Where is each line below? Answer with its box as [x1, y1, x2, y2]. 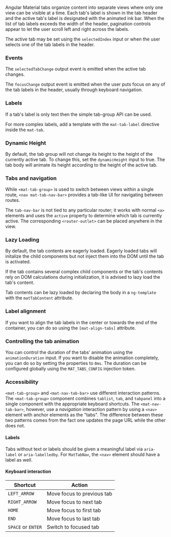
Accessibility [5, 379, 39, 385]
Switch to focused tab [46, 523, 100, 530]
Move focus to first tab [46, 507, 101, 514]
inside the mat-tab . [5, 127, 45, 133]
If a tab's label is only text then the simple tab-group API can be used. [5, 111, 152, 117]
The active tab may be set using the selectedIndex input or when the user [5, 36, 161, 42]
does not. [5, 423, 26, 429]
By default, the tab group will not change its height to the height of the [5, 151, 153, 157]
